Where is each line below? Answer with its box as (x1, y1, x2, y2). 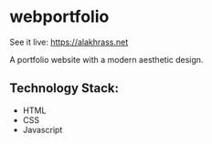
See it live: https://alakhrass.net (9, 36, 129, 47)
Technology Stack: (9, 80, 120, 97)
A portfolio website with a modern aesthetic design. (9, 54, 204, 65)
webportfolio (9, 6, 110, 27)
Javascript (22, 124, 63, 135)
